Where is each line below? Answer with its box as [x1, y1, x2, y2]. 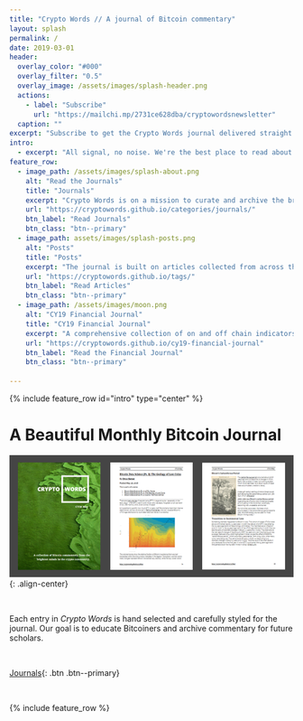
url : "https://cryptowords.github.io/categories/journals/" [25, 205, 256, 214]
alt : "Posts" [25, 243, 75, 252]
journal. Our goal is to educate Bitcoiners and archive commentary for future [9, 623, 293, 633]
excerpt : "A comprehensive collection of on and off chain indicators [25, 329, 297, 338]
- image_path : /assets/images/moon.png [17, 301, 168, 310]
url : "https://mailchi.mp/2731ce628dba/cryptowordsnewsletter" [32, 109, 277, 119]
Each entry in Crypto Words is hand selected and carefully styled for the [9, 613, 278, 623]
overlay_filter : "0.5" [17, 72, 103, 81]
